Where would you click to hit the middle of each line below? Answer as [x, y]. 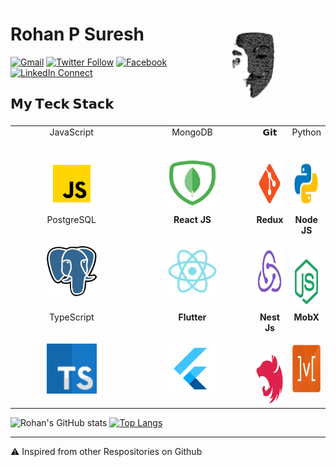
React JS [192, 219]
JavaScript [71, 132]
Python [306, 132]
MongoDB [192, 132]
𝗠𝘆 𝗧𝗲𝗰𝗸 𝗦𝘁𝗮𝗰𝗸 [62, 104]
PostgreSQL [71, 219]
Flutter [192, 317]
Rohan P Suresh [77, 34]
